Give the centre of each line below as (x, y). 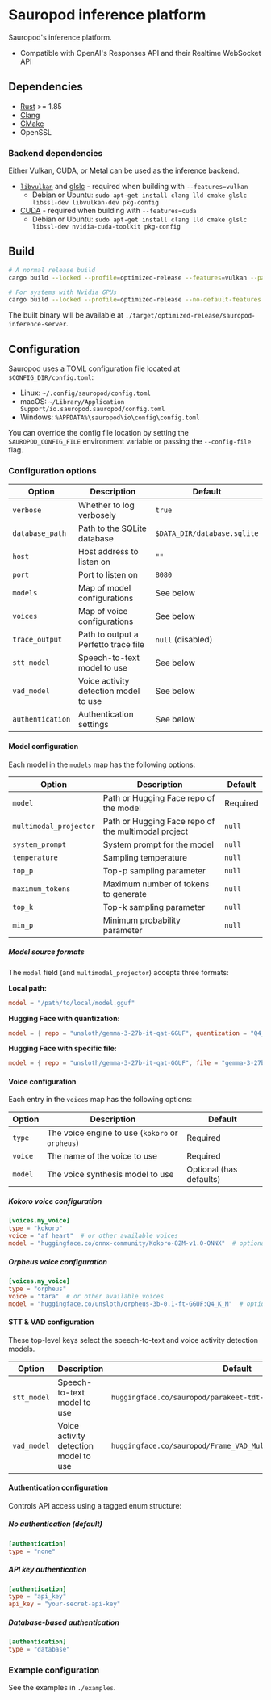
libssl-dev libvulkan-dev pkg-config (96, 203)
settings (93, 725)
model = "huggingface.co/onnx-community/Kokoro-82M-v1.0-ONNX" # (122, 1243)
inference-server (38, 325)
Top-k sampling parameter (154, 907)
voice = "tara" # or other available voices (86, 1296)
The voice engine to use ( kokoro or (113, 1133)
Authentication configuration (58, 1487)
